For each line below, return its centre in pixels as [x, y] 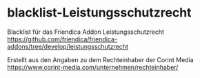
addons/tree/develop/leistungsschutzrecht [68, 46]
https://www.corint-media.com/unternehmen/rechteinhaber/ [93, 67]
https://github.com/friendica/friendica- [62, 39]
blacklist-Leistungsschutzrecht [99, 13]
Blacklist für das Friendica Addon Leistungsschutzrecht [86, 32]
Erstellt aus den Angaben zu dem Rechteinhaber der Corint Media [101, 59]
